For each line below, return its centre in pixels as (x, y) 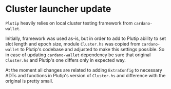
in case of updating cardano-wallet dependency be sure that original (78, 55)
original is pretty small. (29, 81)
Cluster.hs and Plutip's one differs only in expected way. (65, 60)
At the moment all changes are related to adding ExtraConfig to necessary (84, 70)
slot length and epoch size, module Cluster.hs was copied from (73, 43)
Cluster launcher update (58, 9)
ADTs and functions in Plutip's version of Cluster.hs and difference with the (85, 75)
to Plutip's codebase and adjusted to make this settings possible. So (92, 49)
